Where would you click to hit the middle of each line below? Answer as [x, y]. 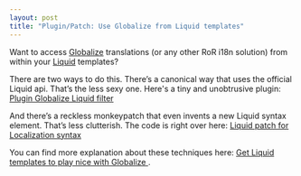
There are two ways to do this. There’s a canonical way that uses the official [150, 79]
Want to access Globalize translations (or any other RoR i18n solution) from [149, 51]
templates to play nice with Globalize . [80, 162]
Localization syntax [45, 134]
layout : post [34, 18]
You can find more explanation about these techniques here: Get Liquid [142, 152]
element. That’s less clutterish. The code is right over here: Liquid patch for [149, 125]
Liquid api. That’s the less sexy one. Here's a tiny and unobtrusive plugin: [146, 88]
